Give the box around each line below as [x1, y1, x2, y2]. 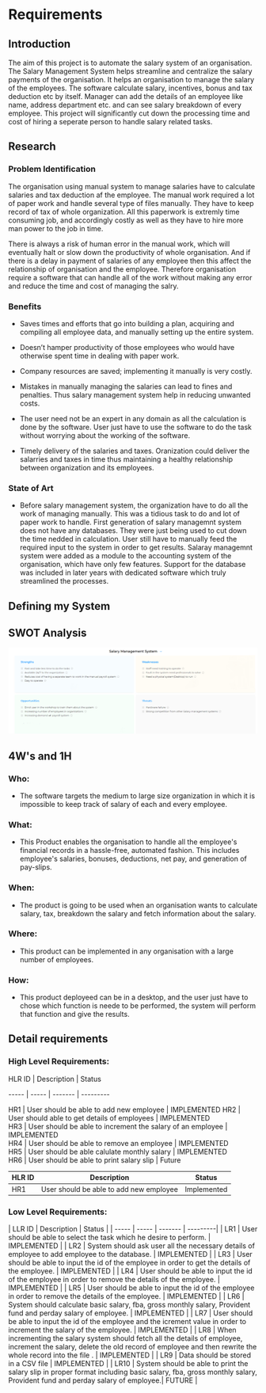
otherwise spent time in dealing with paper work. [19, 351, 180, 360]
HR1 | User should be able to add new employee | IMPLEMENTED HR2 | [8, 1105, 241, 1114]
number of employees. [19, 954, 93, 964]
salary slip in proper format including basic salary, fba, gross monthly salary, [8, 1368, 257, 1377]
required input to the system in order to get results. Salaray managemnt [19, 542, 253, 552]
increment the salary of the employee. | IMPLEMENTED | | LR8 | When [8, 1325, 237, 1335]
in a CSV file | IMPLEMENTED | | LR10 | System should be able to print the [8, 1359, 249, 1368]
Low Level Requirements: [8, 1206, 108, 1217]
